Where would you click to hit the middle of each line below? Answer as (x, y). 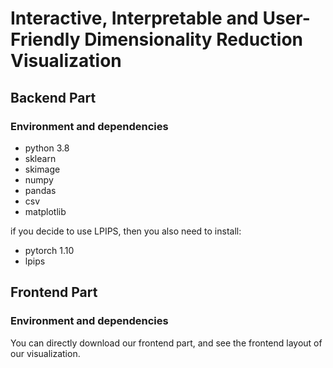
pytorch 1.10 (49, 250)
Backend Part (53, 97)
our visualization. (45, 353)
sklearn (40, 158)
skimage (42, 169)
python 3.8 (47, 148)
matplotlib (45, 211)
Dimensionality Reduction (193, 39)
